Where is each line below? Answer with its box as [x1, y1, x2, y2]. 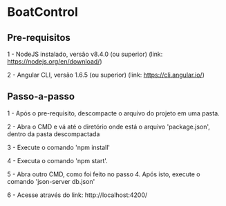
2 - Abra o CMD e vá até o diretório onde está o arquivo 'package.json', [7, 122, 211, 131]
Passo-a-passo [7, 91, 75, 102]
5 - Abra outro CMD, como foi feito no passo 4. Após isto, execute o [7, 170, 200, 178]
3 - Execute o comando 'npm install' [7, 143, 111, 151]
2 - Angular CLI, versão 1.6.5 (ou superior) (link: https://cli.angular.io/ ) [7, 71, 205, 79]
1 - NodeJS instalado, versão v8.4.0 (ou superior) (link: [7, 50, 163, 58]
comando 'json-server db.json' [7, 177, 95, 185]
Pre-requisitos [7, 32, 71, 44]
